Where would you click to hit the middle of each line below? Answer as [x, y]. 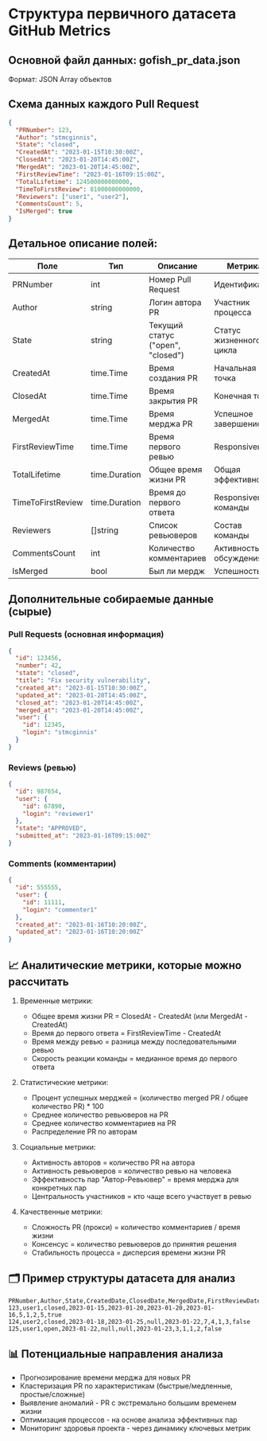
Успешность [238, 571]
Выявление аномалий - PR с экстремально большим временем [128, 1403]
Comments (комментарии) [62, 863]
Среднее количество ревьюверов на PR [100, 1115]
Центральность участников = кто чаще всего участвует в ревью [141, 1196]
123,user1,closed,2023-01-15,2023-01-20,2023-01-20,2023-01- [112, 1308]
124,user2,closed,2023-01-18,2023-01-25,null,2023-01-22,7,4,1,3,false [129, 1322]
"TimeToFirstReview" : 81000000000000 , [80, 189]
